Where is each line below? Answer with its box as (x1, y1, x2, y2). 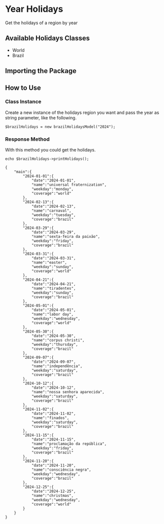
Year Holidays (5, 3, 63, 15)
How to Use (5, 83, 41, 92)
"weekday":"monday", (31, 187, 74, 192)
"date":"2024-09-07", (31, 359, 76, 365)
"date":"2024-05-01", (31, 307, 76, 313)
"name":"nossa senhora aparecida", (31, 390, 105, 395)
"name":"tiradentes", (31, 286, 76, 291)
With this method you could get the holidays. (5, 147, 96, 153)
